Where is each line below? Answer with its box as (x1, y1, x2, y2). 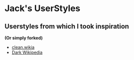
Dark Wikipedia (11, 49, 43, 55)
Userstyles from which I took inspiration (4, 22, 129, 30)
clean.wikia (11, 45, 35, 50)
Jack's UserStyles (4, 3, 81, 14)
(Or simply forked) (4, 35, 43, 41)
